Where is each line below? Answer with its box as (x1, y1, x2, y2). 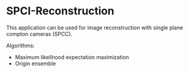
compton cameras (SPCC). (6, 30, 73, 37)
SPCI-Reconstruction (6, 4, 115, 18)
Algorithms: (6, 42, 35, 49)
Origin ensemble (14, 60, 56, 67)
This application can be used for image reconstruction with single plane (6, 24, 184, 31)
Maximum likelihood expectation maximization (14, 53, 130, 60)
